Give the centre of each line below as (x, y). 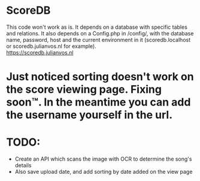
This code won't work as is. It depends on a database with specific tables (97, 27)
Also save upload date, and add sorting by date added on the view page (104, 172)
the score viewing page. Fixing (84, 90)
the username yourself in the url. (90, 115)
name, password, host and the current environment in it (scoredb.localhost (98, 40)
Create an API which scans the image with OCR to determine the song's (103, 159)
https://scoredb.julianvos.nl (40, 52)
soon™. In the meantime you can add (99, 102)
